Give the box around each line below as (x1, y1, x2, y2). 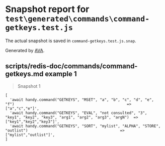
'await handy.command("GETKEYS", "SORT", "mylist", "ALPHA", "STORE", (10, 123, 161, 128)
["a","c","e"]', (5, 106, 39, 111)
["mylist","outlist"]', (5, 132, 55, 137)
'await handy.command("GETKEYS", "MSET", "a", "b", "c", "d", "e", (10, 97, 154, 102)
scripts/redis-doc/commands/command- (5, 62, 138, 71)
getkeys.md (5, 70, 44, 78)
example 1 (45, 70, 77, 78)
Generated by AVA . (5, 47, 45, 53)
